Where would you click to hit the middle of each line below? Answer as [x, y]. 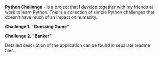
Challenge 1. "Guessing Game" [37, 27]
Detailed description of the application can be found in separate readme [78, 45]
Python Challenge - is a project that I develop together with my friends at [79, 7]
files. [10, 50]
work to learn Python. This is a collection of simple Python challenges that [80, 12]
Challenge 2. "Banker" [29, 36]
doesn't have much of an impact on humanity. [51, 17]
